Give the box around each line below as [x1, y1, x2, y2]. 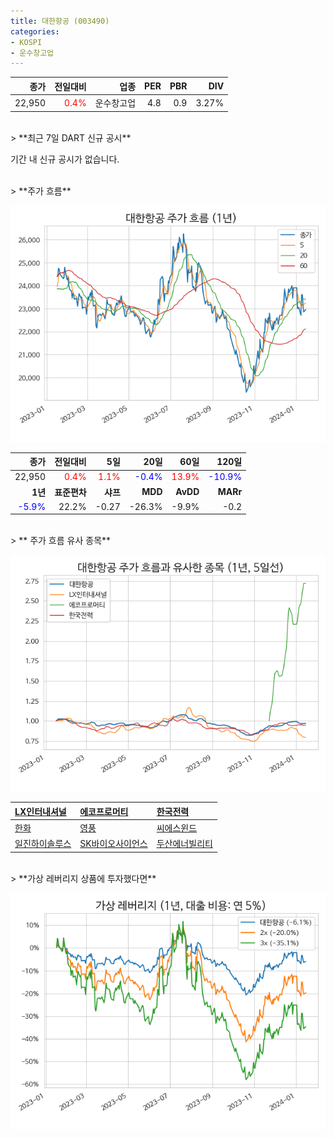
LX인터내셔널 [14, 805, 67, 817]
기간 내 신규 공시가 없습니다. [10, 153, 120, 165]
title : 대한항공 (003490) [10, 16, 110, 26]
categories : [10, 26, 60, 37]
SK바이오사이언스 [79, 838, 148, 850]
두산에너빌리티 [156, 838, 213, 850]
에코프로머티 [79, 805, 129, 817]
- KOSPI [10, 37, 43, 47]
